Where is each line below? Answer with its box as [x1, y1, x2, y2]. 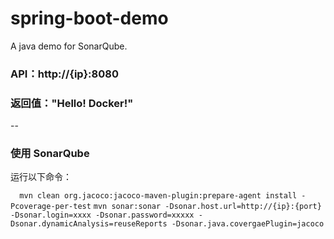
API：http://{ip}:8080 [10, 67, 119, 81]
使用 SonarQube [10, 147, 90, 161]
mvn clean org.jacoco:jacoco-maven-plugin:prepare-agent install [19, 191, 298, 201]
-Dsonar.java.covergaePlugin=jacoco [171, 219, 325, 229]
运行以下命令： [10, 171, 72, 183]
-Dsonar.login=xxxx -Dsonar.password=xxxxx [10, 210, 195, 221]
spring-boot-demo [10, 7, 169, 30]
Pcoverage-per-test [10, 202, 92, 212]
